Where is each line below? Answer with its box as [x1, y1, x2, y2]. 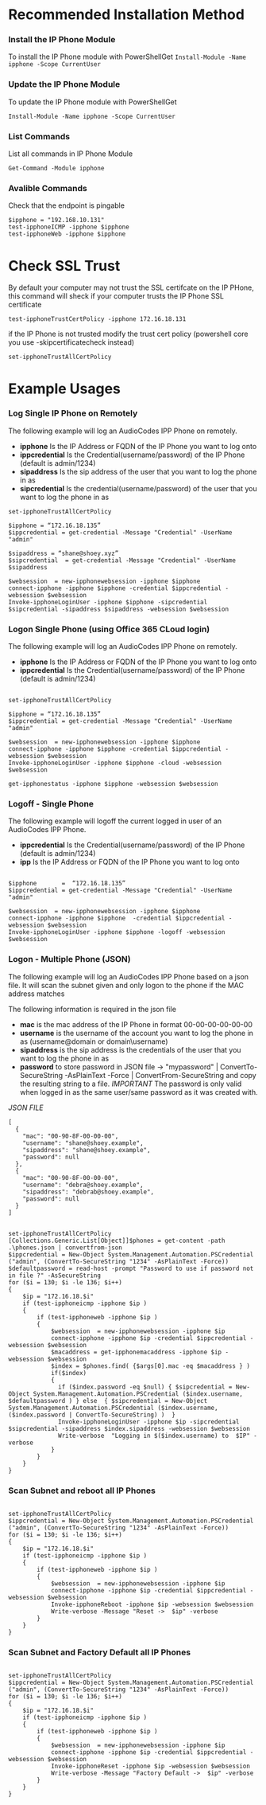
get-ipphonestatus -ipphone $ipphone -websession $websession [8, 780, 218, 788]
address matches [8, 989, 65, 998]
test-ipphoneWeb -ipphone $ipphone [8, 230, 126, 238]
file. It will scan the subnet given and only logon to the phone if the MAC [8, 980, 245, 990]
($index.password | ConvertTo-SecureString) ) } [8, 1411, 176, 1419]
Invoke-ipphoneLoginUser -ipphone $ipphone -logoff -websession [8, 928, 226, 936]
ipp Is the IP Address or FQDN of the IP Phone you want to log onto [19, 858, 240, 867]
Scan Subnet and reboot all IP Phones [8, 1485, 156, 1496]
